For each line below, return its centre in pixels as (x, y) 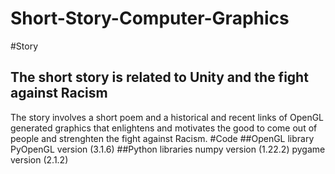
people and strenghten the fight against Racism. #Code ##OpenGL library (162, 138)
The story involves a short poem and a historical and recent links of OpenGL (167, 117)
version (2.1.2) (39, 159)
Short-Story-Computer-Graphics (150, 18)
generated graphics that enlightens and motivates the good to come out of (164, 128)
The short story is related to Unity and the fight (159, 77)
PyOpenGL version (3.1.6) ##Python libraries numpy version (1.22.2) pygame (168, 149)
